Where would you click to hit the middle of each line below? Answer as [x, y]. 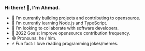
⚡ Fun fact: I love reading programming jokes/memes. [65, 44]
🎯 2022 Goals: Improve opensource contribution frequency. [71, 33]
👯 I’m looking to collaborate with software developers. [65, 28]
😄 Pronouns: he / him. [34, 38]
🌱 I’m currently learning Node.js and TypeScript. [59, 23]
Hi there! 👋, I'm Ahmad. [32, 8]
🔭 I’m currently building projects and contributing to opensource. [76, 18]
